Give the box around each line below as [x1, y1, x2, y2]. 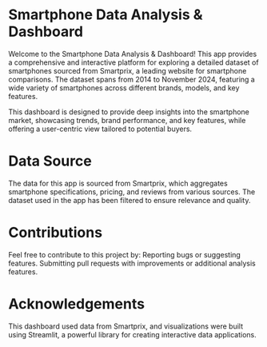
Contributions [8, 224, 102, 241]
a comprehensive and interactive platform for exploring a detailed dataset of [8, 58, 259, 67]
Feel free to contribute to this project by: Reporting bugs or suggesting [8, 249, 241, 259]
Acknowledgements [8, 295, 145, 313]
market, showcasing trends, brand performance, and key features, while [8, 115, 246, 125]
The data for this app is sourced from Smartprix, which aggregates [8, 178, 228, 188]
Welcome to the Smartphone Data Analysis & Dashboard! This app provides [8, 49, 257, 58]
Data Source [8, 152, 92, 170]
